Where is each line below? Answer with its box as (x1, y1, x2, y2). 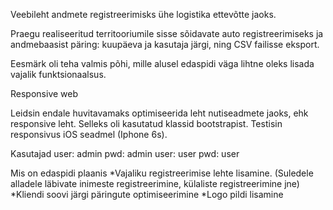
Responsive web (10, 88, 79, 99)
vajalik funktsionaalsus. (10, 69, 107, 80)
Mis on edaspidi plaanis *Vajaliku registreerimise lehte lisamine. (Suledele (10, 167, 314, 179)
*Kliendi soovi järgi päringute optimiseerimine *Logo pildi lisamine (10, 189, 284, 200)
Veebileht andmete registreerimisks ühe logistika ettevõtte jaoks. (10, 9, 277, 20)
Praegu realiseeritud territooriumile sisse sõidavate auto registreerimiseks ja (10, 28, 324, 39)
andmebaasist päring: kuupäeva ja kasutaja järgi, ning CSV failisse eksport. (10, 39, 320, 50)
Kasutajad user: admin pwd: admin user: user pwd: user (10, 148, 240, 159)
